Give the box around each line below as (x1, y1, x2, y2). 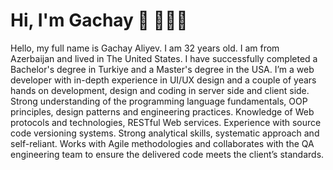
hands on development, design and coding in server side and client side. (10, 84, 310, 96)
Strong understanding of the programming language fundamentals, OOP (10, 95, 308, 107)
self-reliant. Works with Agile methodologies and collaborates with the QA (10, 137, 315, 149)
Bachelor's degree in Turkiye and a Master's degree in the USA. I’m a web (10, 63, 315, 75)
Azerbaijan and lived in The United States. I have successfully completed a (10, 52, 318, 64)
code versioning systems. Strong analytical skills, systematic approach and (10, 127, 320, 139)
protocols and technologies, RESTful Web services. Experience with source (10, 116, 322, 128)
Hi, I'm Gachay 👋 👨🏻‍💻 (10, 9, 188, 32)
